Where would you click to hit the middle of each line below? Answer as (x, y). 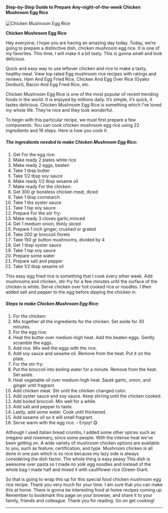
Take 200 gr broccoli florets (41, 234)
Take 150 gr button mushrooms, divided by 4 (59, 240)
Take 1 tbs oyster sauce (37, 202)
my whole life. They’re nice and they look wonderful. (60, 110)
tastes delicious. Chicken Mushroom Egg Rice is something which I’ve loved (84, 105)
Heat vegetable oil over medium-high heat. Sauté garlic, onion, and (82, 380)
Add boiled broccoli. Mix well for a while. (55, 401)
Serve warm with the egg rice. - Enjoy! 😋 (55, 423)
